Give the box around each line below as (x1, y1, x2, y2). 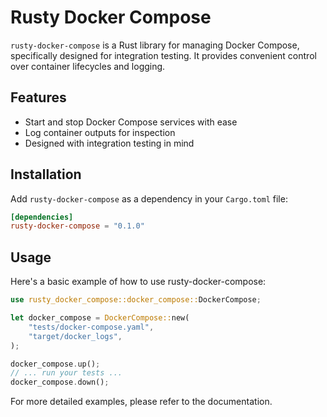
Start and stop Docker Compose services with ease (24, 116, 238, 128)
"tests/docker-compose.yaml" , (28, 322, 155, 332)
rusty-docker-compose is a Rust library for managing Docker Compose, (10, 39, 300, 51)
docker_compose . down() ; (10, 377, 110, 388)
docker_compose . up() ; (10, 359, 101, 369)
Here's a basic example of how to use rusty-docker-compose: (10, 276, 267, 288)
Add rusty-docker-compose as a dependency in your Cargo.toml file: (10, 192, 288, 205)
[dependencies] (10, 212, 74, 222)
